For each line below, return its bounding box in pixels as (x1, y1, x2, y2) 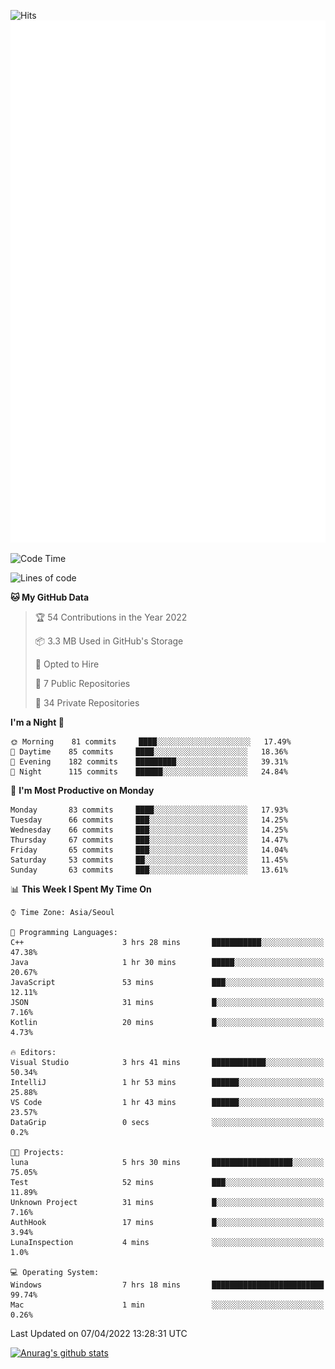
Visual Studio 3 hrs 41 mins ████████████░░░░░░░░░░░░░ (10, 1058, 325, 1068)
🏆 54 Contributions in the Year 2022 (34, 611, 188, 624)
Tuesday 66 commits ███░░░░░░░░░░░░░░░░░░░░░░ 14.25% (10, 815, 288, 825)
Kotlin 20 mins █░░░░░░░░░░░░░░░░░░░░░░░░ (10, 1018, 325, 1028)
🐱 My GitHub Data (10, 591, 90, 604)
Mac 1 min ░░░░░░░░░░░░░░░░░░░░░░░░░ (10, 1300, 325, 1310)
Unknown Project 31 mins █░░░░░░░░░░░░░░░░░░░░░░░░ (10, 1198, 325, 1208)
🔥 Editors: (10, 1048, 57, 1058)
